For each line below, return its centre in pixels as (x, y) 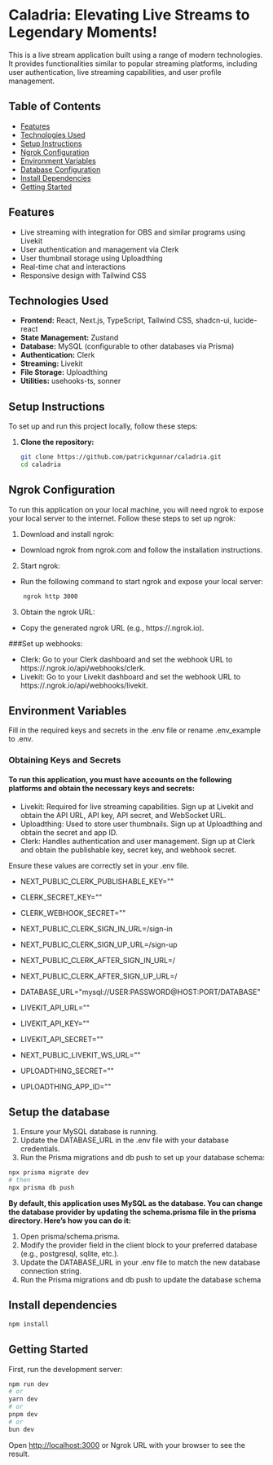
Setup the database (59, 1112)
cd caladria (40, 465)
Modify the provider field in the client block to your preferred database (139, 1245)
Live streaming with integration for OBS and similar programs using (133, 232)
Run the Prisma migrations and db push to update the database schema (141, 1280)
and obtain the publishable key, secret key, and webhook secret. (128, 850)
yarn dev (23, 1399)
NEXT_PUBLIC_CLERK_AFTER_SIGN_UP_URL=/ (99, 976)
